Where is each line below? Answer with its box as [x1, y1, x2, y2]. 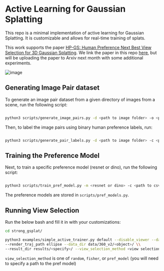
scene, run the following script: [5, 101, 67, 108]
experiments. [5, 60, 32, 66]
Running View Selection [5, 206, 80, 214]
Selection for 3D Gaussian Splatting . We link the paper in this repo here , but [5, 50, 157, 56]
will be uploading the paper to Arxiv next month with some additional [5, 55, 143, 60]
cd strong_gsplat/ [5, 229, 42, 233]
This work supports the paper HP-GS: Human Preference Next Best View [5, 44, 152, 50]
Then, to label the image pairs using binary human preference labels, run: [5, 124, 153, 130]
